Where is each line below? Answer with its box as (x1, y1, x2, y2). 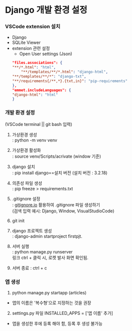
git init (12, 218, 25, 224)
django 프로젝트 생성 (12, 228, 52, 233)
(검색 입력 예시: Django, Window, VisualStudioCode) (12, 208, 115, 214)
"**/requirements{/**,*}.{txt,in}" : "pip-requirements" (12, 79, 128, 83)
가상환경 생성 (12, 131, 37, 137)
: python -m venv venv (12, 137, 57, 143)
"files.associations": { (12, 61, 63, 65)
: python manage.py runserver (12, 248, 73, 254)
